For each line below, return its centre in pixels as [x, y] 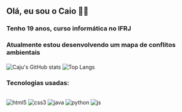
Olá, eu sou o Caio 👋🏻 [48, 11]
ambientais [24, 52]
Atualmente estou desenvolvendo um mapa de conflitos [91, 45]
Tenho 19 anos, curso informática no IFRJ [69, 29]
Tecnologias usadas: [38, 83]
